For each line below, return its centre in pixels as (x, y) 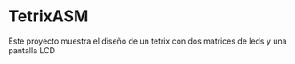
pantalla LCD (32, 50)
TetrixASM (48, 16)
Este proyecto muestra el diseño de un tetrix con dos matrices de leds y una (147, 41)
